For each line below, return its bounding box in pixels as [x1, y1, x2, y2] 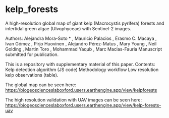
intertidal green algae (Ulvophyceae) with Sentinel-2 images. [5, 25, 131, 31]
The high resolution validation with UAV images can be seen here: [5, 97, 142, 103]
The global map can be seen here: [5, 82, 77, 88]
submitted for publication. [5, 51, 59, 57]
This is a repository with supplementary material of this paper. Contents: [5, 61, 155, 67]
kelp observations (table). [5, 72, 59, 78]
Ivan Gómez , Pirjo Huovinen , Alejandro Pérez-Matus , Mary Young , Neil [5, 40, 157, 46]
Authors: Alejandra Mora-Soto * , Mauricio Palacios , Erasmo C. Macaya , [5, 35, 157, 41]
